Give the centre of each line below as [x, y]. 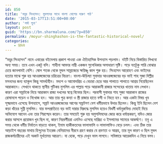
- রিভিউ [19, 46]
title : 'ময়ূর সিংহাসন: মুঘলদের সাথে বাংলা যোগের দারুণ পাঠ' [49, 14]
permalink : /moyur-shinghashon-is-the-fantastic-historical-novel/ [75, 37]
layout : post [18, 28]
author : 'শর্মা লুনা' [21, 23]
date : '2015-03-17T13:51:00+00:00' [41, 18]
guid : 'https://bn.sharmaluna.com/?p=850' [49, 32]
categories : [17, 41]
